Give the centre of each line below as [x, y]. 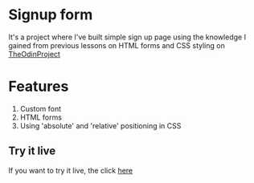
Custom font [41, 108]
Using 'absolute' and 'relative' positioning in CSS [100, 125]
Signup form [51, 15]
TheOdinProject [34, 54]
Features [39, 87]
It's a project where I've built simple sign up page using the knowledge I [127, 37]
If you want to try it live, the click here [71, 170]
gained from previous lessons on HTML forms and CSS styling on [117, 45]
